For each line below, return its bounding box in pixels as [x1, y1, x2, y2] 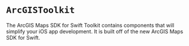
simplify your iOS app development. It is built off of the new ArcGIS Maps [6, 28, 184, 35]
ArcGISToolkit [6, 5, 75, 16]
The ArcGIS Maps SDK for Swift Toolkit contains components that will [6, 22, 175, 29]
